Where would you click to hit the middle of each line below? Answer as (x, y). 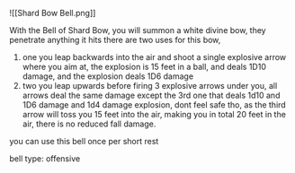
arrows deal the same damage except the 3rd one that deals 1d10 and (151, 95)
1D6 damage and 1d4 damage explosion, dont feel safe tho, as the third (154, 105)
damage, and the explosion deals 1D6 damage (108, 76)
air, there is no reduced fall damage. (89, 124)
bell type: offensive (45, 159)
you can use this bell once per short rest (84, 141)
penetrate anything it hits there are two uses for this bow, (115, 40)
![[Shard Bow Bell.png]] (53, 13)
